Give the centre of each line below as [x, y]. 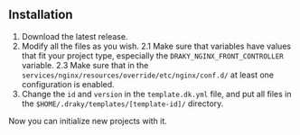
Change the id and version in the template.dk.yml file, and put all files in [156, 94]
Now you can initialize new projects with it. [88, 121]
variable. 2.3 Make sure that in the [85, 65]
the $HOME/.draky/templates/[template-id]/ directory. [122, 103]
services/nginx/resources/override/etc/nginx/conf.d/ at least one [148, 75]
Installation [41, 15]
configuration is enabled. [68, 84]
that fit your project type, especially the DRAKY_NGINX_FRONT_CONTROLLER [152, 55]
